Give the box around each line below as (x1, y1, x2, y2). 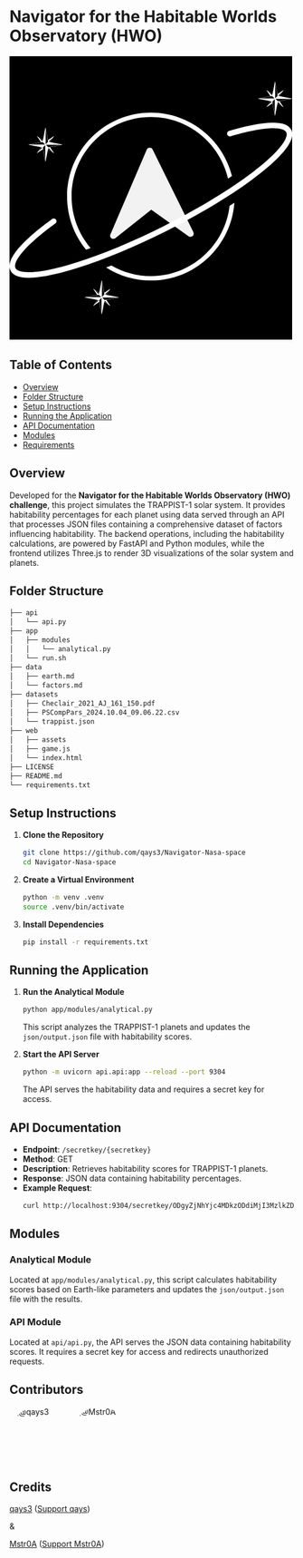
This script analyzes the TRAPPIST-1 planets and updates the (22, 1022, 251, 1033)
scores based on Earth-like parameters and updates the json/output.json (9, 1283, 285, 1294)
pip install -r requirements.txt (22, 937, 149, 947)
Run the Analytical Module (22, 987, 125, 998)
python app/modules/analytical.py (22, 1005, 153, 1015)
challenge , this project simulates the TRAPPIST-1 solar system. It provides (9, 499, 286, 510)
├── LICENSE (9, 763, 54, 772)
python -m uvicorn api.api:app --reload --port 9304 (22, 1067, 226, 1076)
